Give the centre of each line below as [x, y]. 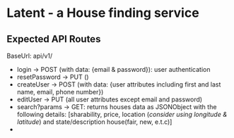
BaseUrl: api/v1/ [30, 56]
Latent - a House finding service [103, 13]
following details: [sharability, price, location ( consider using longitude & [122, 114]
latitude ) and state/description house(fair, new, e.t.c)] [94, 122]
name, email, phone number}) [60, 92]
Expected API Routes [54, 39]
